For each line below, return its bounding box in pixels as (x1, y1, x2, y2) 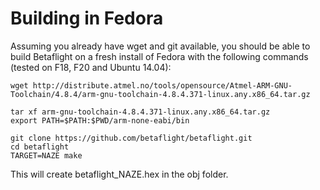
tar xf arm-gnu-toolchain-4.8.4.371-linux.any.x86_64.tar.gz (10, 107, 271, 117)
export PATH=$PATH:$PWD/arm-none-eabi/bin (10, 115, 190, 126)
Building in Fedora (10, 7, 164, 30)
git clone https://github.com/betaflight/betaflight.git (10, 133, 253, 143)
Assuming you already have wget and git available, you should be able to (10, 40, 311, 52)
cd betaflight (10, 142, 70, 152)
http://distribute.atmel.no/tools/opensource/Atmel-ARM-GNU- (32, 80, 293, 91)
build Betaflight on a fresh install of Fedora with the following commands (10, 50, 309, 62)
